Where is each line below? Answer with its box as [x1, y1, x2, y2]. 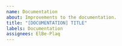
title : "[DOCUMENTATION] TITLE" [6, 20, 87, 26]
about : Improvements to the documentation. [6, 14, 117, 20]
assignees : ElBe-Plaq [6, 31, 61, 37]
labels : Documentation [6, 25, 63, 32]
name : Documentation [6, 8, 58, 15]
